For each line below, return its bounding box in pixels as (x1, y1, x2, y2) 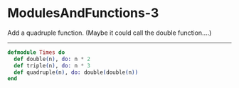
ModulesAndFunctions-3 (7, 5, 159, 21)
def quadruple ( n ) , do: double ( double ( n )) (14, 69, 139, 76)
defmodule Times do (7, 48, 65, 56)
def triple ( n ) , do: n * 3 (14, 62, 91, 69)
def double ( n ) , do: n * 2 (14, 55, 91, 62)
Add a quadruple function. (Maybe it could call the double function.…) (7, 28, 212, 37)
